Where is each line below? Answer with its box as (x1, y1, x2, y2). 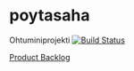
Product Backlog (9, 51, 71, 62)
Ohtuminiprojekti (9, 35, 71, 45)
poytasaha (9, 5, 90, 26)
